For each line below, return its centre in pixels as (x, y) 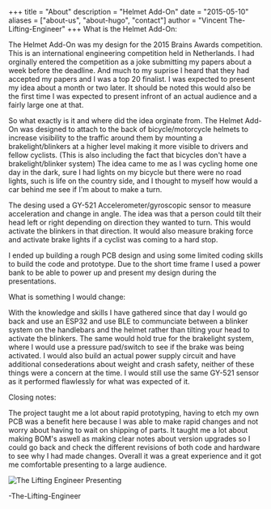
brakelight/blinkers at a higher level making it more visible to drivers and (128, 146)
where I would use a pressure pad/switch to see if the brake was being (126, 347)
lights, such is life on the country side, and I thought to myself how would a (133, 181)
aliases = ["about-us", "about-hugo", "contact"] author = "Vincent (118, 20)
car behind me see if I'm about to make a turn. (85, 189)
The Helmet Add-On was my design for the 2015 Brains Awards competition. (135, 45)
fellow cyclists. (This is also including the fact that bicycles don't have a (127, 155)
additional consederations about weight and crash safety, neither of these (131, 364)
